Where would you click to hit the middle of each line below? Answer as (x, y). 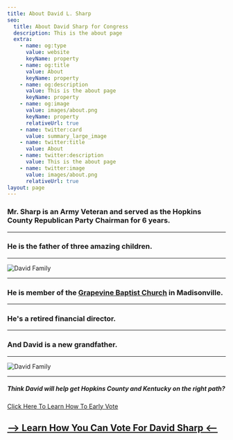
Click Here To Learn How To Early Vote (63, 406)
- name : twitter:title (52, 143)
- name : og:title (45, 65)
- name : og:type (43, 46)
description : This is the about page (68, 33)
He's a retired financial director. (62, 319)
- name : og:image (45, 104)
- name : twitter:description (62, 156)
